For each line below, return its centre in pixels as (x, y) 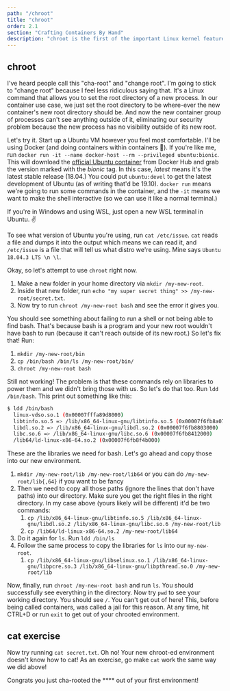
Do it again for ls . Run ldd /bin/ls (66, 538)
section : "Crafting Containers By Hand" (66, 33)
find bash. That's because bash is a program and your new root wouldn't (110, 325)
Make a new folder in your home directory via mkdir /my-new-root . (110, 283)
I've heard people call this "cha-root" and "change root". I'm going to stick (112, 83)
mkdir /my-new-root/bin (51, 354)
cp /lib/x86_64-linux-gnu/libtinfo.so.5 (86, 518)
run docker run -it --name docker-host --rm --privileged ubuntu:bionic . (113, 154)
